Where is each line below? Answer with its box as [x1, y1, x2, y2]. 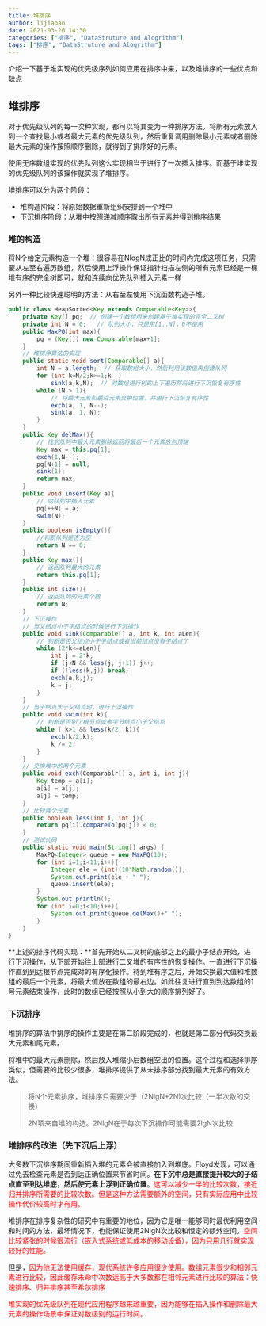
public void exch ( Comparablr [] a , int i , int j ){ [22, 770, 190, 778]
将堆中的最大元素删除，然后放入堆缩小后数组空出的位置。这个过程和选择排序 [8, 1055, 258, 1064]
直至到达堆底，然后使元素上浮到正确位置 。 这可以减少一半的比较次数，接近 [14, 1179, 258, 1189]
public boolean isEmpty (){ [22, 526, 112, 535]
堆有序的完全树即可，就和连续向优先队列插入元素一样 [8, 273, 182, 282]
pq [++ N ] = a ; [36, 504, 80, 512]
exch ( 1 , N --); [36, 453, 80, 460]
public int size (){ [22, 586, 87, 594]
